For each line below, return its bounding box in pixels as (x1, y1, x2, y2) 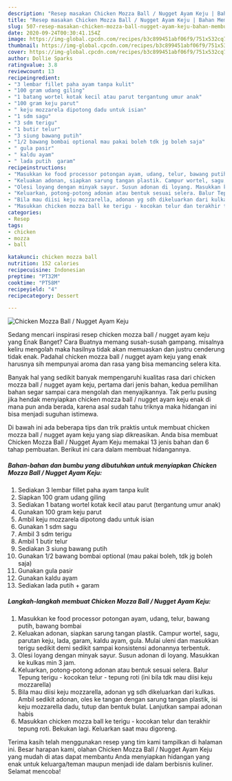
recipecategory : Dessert (8, 292, 79, 299)
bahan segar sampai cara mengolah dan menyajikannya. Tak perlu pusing (8, 388, 217, 396)
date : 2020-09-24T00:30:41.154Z (8, 29, 101, 37)
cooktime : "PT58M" (8, 279, 61, 287)
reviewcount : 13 (8, 68, 54, 75)
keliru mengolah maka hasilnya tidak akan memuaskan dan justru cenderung (8, 345, 225, 354)
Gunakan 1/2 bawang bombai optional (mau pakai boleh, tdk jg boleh (17, 552, 213, 560)
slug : (8, 23, 23, 30)
